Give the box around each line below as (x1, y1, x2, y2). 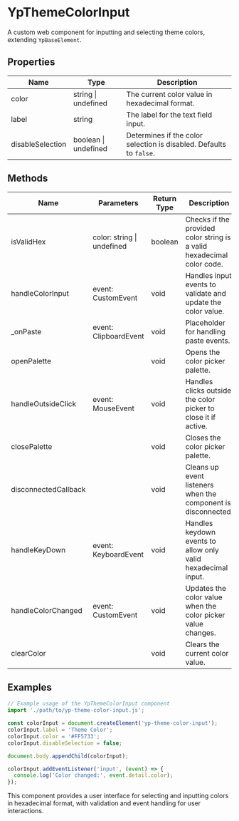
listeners (185, 480, 214, 490)
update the (185, 297, 222, 307)
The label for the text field (126, 110, 212, 120)
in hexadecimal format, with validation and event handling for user (7, 799, 201, 807)
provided (185, 223, 216, 233)
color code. (185, 259, 223, 269)
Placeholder (185, 318, 225, 328)
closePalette (11, 441, 53, 451)
